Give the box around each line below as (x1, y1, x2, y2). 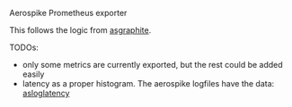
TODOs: (9, 42, 39, 53)
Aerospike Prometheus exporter (9, 8, 128, 18)
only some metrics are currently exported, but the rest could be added (22, 60, 283, 70)
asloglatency (22, 88, 70, 98)
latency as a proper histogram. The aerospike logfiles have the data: (22, 78, 275, 88)
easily (22, 69, 45, 79)
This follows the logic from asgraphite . (9, 25, 152, 35)
